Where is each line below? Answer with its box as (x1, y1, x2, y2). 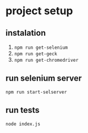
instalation (5, 28, 46, 38)
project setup (5, 4, 73, 18)
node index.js (5, 121, 41, 127)
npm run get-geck (14, 51, 58, 57)
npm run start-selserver (5, 89, 67, 95)
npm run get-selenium (14, 45, 68, 50)
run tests (5, 105, 40, 115)
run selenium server (5, 73, 82, 84)
